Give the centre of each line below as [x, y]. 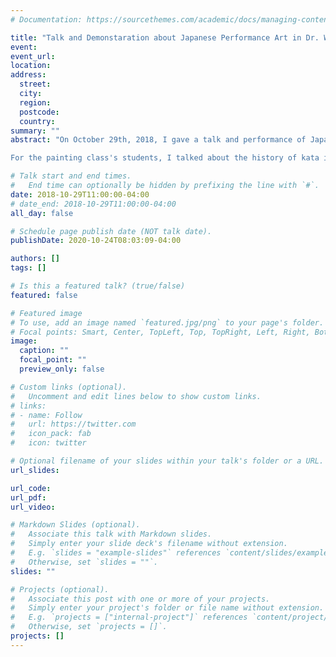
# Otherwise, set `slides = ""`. [84, 562]
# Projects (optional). [60, 589]
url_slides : [35, 470]
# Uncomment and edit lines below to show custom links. [136, 396]
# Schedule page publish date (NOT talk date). [111, 231]
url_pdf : [28, 497]
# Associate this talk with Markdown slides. [111, 534]
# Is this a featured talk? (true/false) [98, 286]
